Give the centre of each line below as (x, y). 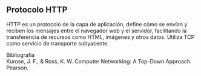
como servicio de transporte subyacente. (58, 43)
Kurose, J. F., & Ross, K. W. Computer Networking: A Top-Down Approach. (99, 61)
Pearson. (18, 68)
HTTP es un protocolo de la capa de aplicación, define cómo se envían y (97, 24)
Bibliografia (21, 55)
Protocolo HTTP (37, 10)
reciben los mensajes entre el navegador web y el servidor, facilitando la (97, 31)
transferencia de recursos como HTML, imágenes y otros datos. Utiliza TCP (100, 37)
